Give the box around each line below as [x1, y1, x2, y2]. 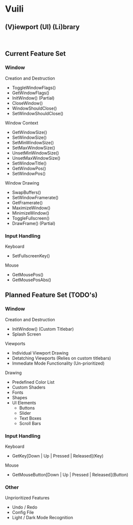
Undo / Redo [12, 504, 38, 510]
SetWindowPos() [12, 170, 46, 176]
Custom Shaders [12, 384, 46, 390]
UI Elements [12, 400, 36, 406]
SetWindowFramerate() [12, 194, 59, 200]
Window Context [5, 120, 39, 126]
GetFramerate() [12, 200, 43, 205]
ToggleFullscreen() [12, 215, 50, 221]
